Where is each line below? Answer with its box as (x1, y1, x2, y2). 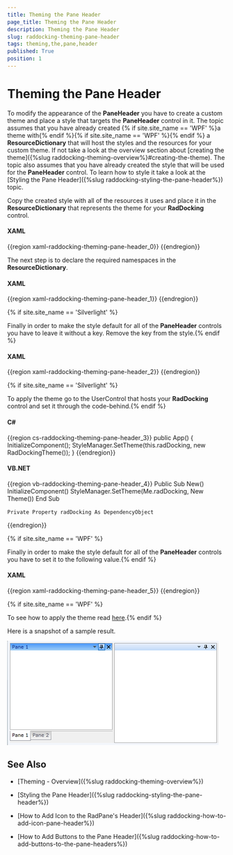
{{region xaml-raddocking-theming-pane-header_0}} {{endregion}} (7, 243, 200, 251)
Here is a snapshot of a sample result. (7, 627, 116, 635)
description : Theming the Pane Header (7, 26, 120, 33)
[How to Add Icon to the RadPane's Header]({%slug (17, 811, 166, 820)
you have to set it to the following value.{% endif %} (7, 555, 156, 563)
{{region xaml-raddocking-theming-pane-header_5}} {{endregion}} (7, 587, 200, 595)
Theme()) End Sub (7, 494, 61, 503)
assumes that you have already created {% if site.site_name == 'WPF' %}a (7, 124, 221, 132)
